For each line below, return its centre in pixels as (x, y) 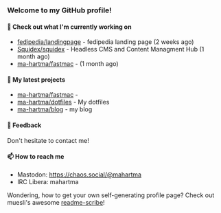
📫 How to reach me (36, 157)
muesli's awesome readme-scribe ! (56, 202)
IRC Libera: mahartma (48, 181)
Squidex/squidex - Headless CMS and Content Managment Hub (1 (110, 49)
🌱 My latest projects (36, 79)
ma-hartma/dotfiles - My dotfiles (63, 102)
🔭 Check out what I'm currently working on (69, 27)
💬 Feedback (24, 125)
